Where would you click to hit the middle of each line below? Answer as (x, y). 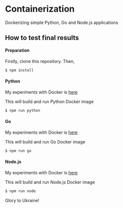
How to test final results (42, 38)
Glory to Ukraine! (22, 200)
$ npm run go (18, 151)
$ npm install (20, 70)
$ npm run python (23, 110)
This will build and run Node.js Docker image (50, 182)
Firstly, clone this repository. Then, (40, 61)
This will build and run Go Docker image (45, 142)
